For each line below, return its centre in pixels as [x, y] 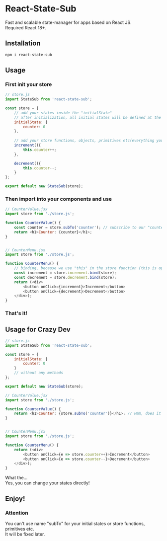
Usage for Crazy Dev [38, 329]
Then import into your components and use [59, 199]
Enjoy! [15, 499]
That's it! [16, 313]
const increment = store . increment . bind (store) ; [65, 273]
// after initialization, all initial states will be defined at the [88, 117]
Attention [17, 513]
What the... [16, 478]
